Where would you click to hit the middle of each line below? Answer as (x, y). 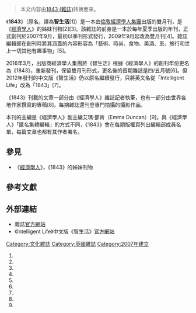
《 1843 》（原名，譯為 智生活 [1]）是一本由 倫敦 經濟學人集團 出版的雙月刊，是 (94, 22)
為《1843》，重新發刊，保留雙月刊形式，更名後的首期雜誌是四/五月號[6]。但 (97, 70)
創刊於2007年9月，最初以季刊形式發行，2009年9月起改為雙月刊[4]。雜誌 (99, 36)
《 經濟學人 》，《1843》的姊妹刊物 (54, 167)
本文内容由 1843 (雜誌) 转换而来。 (60, 9)
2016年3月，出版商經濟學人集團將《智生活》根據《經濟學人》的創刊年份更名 (98, 63)
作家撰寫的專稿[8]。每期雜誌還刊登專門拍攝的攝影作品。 (78, 105)
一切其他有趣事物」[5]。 (40, 51)
